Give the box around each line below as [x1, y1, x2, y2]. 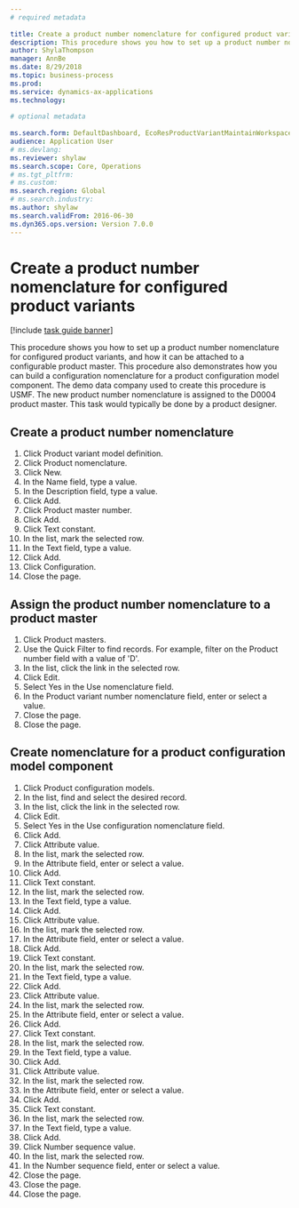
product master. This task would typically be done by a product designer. [10, 399, 278, 410]
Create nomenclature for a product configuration [10, 745, 287, 760]
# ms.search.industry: [10, 195, 94, 204]
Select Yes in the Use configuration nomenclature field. [22, 820, 225, 831]
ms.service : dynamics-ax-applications [10, 87, 153, 96]
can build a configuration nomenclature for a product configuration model [10, 371, 279, 381]
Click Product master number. [22, 505, 132, 516]
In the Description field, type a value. [22, 486, 158, 497]
